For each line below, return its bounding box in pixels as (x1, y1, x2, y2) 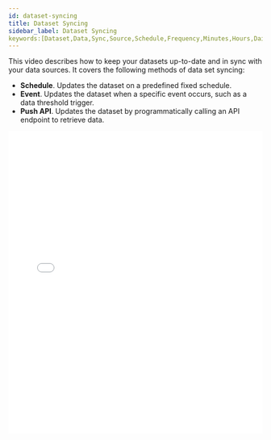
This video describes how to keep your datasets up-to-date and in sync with (8, 57, 262, 66)
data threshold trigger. (19, 98, 94, 107)
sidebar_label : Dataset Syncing (8, 27, 117, 35)
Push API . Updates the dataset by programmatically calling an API (19, 107, 240, 116)
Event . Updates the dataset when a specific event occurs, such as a (19, 90, 248, 99)
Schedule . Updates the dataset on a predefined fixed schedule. (19, 81, 232, 90)
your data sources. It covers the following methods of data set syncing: (8, 65, 245, 75)
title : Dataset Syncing (8, 19, 89, 27)
